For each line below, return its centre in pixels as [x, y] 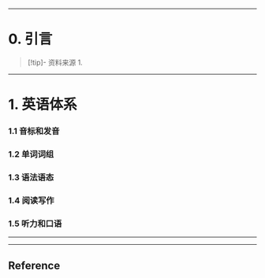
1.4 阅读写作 [31, 200]
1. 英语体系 [43, 105]
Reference [34, 265]
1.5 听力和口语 [35, 224]
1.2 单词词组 [31, 154]
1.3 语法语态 [31, 177]
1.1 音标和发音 [34, 132]
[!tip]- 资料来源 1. [55, 62]
